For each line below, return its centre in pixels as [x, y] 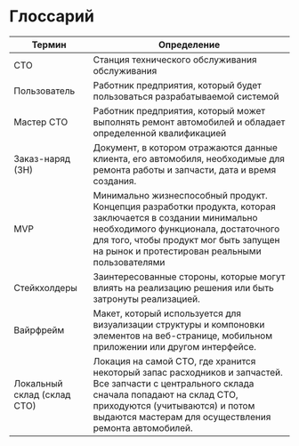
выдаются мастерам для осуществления [182, 417]
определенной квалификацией [160, 133]
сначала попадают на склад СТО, [166, 394]
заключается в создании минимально [175, 217]
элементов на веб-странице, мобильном [183, 336]
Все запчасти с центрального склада [174, 383]
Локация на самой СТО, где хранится [174, 361]
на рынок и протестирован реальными [177, 251]
